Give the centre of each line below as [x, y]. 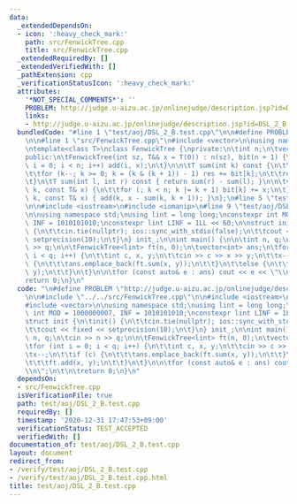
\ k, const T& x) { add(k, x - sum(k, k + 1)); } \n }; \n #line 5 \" [150, 199]
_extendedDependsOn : [55, 26]
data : [19, 17]
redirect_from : [37, 462]
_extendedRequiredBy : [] [63, 58]
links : [37, 116]
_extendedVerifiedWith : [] [67, 67]
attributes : [39, 91]
